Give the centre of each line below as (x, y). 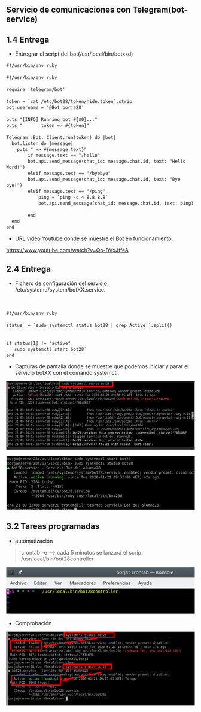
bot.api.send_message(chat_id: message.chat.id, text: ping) (116, 204)
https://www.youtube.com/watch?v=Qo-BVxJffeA (68, 250)
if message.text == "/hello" (64, 156)
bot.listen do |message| (42, 144)
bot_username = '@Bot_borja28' (45, 108)
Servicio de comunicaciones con (68, 10)
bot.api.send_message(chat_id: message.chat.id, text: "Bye (104, 180)
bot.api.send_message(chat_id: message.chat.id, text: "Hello (107, 162)
